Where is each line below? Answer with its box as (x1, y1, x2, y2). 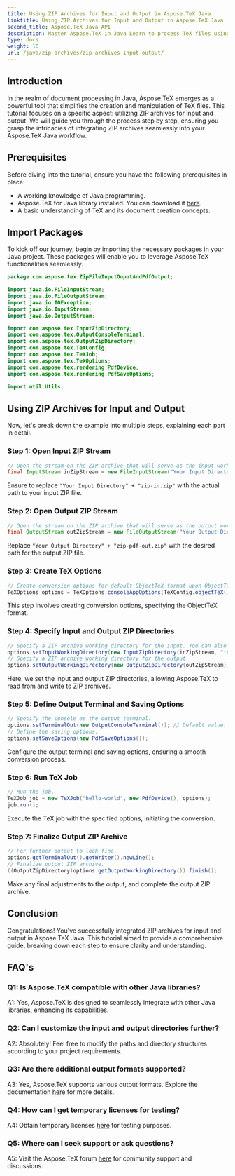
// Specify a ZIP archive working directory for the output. (7, 655, 190, 663)
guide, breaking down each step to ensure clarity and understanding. (7, 941, 206, 949)
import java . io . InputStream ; (7, 306, 92, 313)
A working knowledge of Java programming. (17, 191, 146, 200)
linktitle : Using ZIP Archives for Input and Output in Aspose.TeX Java (7, 17, 224, 24)
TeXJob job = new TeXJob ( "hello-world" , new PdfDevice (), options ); (7, 795, 211, 802)
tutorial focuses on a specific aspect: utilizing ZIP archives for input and (7, 109, 214, 117)
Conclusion (7, 907, 59, 919)
